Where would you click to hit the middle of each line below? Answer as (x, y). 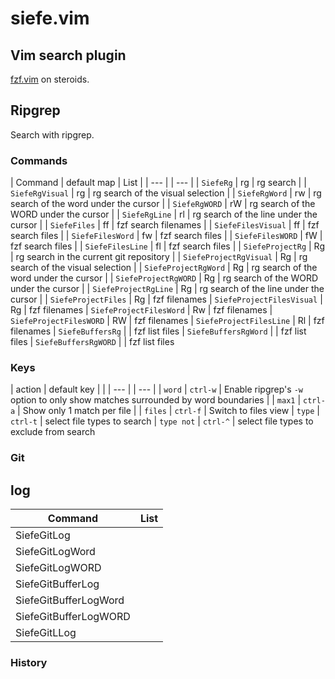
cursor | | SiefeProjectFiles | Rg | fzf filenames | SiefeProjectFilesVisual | (166, 299)
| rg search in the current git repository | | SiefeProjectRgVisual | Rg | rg (159, 257)
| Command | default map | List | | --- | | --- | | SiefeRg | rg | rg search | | (158, 183)
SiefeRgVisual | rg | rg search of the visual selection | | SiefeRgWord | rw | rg (166, 193)
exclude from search (53, 432)
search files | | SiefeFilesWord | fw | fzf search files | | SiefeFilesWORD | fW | (166, 236)
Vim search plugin (68, 55)
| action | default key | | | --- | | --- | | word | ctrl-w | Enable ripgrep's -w (156, 389)
